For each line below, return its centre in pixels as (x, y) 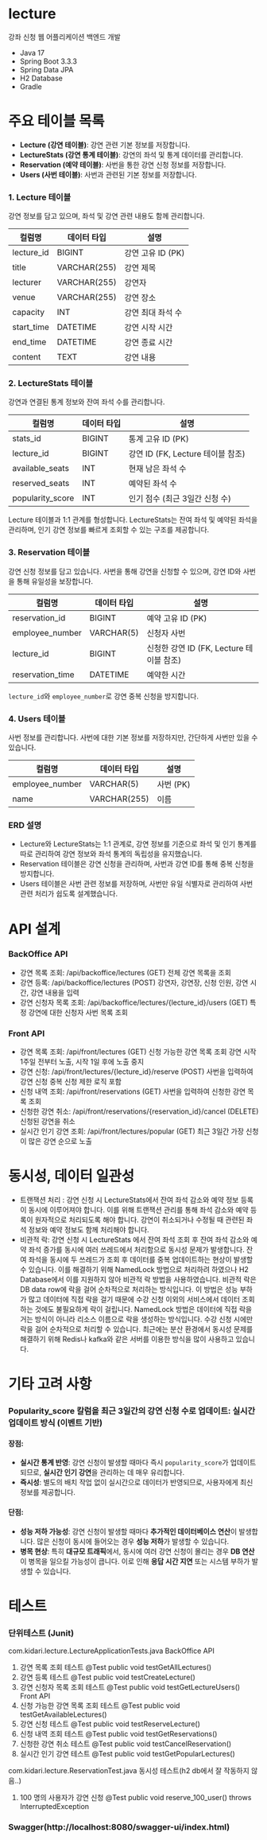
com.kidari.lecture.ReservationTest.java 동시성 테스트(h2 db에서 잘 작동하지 (129, 1771)
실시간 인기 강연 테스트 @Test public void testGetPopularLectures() (128, 1754)
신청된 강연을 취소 (47, 1122)
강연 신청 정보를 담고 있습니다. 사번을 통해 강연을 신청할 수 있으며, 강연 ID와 (125, 571)
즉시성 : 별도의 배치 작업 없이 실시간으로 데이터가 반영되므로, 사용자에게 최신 (136, 1482)
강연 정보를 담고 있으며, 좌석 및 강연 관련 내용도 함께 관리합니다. (106, 216)
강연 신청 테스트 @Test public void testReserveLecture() (110, 1724)
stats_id (27, 438)
